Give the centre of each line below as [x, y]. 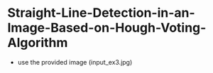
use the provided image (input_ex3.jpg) [75, 62]
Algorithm [38, 43]
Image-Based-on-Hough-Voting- [107, 28]
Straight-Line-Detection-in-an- [101, 13]
